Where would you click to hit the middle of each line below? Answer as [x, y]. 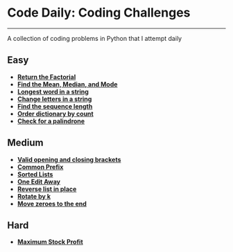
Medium [25, 143]
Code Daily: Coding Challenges [99, 13]
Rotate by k [34, 196]
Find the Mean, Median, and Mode [67, 84]
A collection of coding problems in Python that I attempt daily [95, 38]
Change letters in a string [54, 99]
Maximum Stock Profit [50, 242]
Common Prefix [40, 167]
